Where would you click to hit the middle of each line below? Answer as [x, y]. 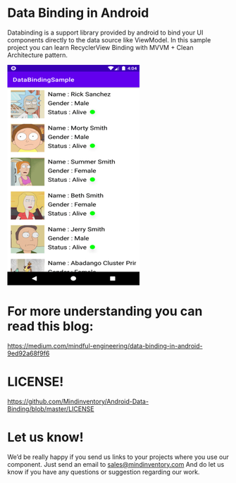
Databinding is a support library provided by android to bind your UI [105, 32]
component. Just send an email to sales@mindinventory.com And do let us [116, 464]
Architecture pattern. [38, 55]
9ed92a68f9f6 [29, 353]
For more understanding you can [105, 311]
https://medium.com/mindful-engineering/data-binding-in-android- [105, 346]
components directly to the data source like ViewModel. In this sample [109, 39]
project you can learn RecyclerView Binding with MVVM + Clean [100, 47]
